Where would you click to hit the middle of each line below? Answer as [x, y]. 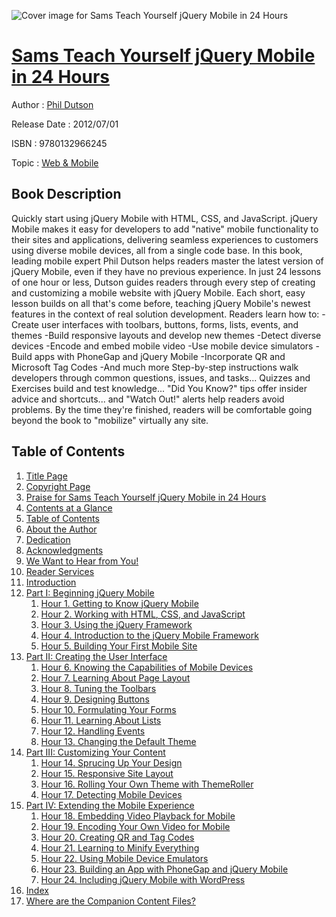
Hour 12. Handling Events [93, 731]
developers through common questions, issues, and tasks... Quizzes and [161, 377]
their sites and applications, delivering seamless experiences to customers [165, 239]
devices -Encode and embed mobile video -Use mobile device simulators [162, 346]
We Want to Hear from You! [82, 561]
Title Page [46, 476]
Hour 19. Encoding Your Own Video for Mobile [135, 826]
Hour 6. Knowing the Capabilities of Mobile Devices [147, 667]
